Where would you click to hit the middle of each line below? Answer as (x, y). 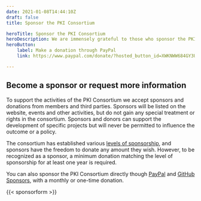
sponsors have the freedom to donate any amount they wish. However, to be (100, 150)
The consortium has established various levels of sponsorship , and (89, 143)
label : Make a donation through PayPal (67, 51)
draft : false (22, 17)
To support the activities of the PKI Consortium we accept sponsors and (95, 100)
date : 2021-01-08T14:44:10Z (41, 12)
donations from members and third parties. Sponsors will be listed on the (96, 106)
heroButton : (21, 45)
